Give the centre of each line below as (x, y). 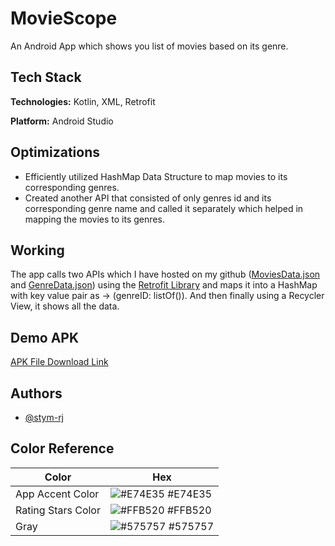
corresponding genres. (72, 187)
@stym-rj (44, 417)
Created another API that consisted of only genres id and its (148, 198)
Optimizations (55, 152)
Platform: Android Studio (62, 121)
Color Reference (62, 448)
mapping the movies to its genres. (94, 219)
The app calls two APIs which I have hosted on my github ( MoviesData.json (165, 274)
